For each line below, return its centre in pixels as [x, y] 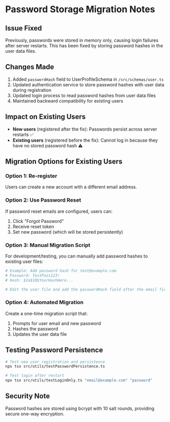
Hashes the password [35, 329]
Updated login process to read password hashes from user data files [84, 95]
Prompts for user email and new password [57, 323]
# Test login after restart [35, 376]
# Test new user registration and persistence [55, 362]
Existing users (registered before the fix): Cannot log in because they [85, 140]
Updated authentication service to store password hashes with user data [88, 84]
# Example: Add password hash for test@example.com [61, 271]
